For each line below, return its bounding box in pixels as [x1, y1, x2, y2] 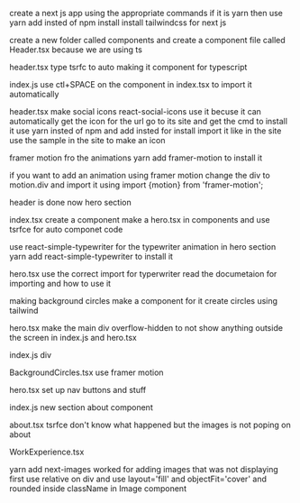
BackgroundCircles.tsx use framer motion [9, 367, 164, 378]
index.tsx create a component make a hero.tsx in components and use [9, 215, 270, 224]
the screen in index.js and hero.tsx [9, 333, 138, 343]
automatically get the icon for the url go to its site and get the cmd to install [9, 116, 288, 126]
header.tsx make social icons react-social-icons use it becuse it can [9, 106, 261, 116]
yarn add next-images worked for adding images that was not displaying [9, 464, 279, 474]
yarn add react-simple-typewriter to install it [9, 251, 174, 261]
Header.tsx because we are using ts [9, 44, 142, 55]
